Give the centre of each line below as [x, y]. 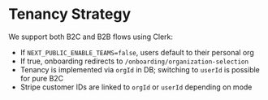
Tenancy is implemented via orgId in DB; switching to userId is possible [140, 69]
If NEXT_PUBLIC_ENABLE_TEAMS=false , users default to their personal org [137, 52]
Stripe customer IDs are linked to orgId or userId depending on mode [136, 87]
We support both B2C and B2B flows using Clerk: [91, 37]
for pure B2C [42, 78]
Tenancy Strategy [70, 14]
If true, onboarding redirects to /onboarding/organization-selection [134, 61]
